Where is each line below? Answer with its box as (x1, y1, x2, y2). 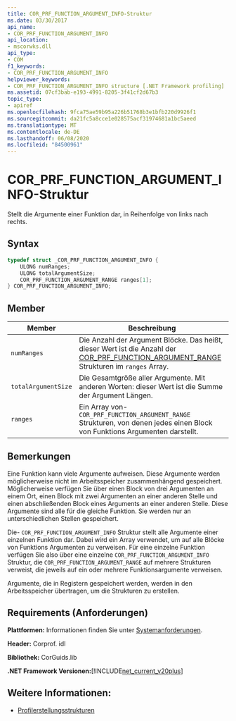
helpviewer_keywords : (7, 75, 71, 83)
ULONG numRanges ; (20, 263, 71, 270)
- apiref (7, 102, 33, 109)
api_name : (7, 23, 37, 30)
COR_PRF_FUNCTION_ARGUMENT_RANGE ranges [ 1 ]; (20, 276, 152, 283)
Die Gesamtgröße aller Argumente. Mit (79, 373, 206, 383)
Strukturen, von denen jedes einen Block (79, 418, 213, 428)
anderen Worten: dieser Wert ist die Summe (79, 382, 223, 392)
